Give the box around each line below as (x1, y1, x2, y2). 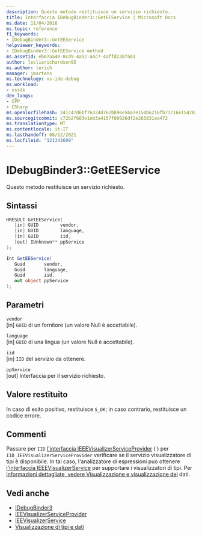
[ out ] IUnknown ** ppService (14, 239, 85, 245)
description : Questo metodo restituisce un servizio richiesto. (6, 8, 171, 15)
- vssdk (6, 87, 26, 93)
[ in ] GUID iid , (14, 233, 71, 239)
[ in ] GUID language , (14, 228, 85, 234)
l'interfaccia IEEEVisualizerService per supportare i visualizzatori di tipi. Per (6, 464, 192, 472)
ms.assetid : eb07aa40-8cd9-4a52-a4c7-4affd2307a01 (6, 54, 136, 60)
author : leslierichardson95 (6, 59, 77, 65)
